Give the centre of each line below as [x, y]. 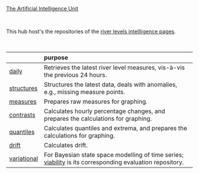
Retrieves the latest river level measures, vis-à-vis [114, 67]
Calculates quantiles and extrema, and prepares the [115, 128]
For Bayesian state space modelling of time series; [113, 155]
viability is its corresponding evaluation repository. [114, 162]
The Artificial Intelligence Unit [42, 9]
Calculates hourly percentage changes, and [105, 111]
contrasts [22, 115]
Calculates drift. [65, 145]
